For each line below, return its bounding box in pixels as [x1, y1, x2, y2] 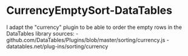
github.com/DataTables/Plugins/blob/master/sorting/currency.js [6, 36, 166, 43]
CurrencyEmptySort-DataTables [6, 4, 173, 17]
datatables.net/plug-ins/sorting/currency [6, 43, 109, 50]
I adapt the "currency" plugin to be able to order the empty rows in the [6, 23, 182, 31]
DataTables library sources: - [6, 30, 79, 37]
